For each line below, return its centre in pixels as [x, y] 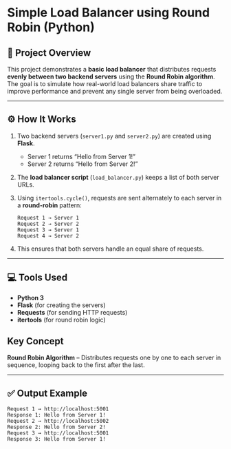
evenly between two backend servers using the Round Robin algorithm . [111, 76]
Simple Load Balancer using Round [109, 13]
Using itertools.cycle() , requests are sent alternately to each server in [119, 198]
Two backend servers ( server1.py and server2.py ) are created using [114, 136]
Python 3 [31, 297]
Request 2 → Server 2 [48, 224]
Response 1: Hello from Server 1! [57, 415]
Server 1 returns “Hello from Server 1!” [81, 156]
